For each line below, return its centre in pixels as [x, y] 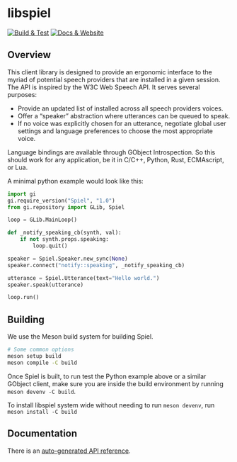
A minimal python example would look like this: [75, 181]
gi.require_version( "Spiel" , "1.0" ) [61, 201]
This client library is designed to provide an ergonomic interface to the [110, 72]
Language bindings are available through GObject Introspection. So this [111, 152]
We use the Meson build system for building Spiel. [80, 337]
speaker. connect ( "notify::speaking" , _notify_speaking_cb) [96, 265]
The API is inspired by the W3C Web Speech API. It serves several [104, 87]
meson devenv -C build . [42, 391]
